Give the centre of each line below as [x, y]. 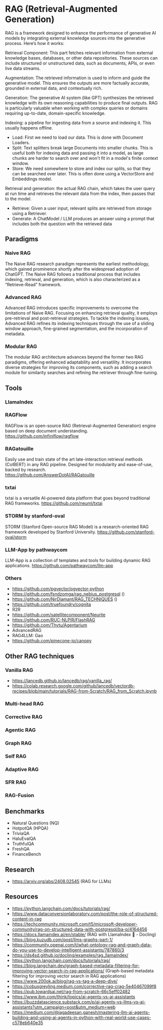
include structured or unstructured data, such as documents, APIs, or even [80, 63]
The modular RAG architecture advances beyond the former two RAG [74, 357]
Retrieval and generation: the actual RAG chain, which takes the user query [80, 188]
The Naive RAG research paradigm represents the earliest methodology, [77, 264]
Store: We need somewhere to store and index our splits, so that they [81, 168]
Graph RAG [18, 743]
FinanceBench [27, 854]
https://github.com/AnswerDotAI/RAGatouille [50, 475]
